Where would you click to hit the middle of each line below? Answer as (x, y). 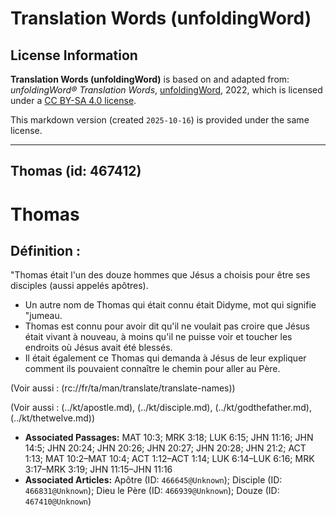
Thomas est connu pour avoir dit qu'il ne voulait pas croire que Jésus (167, 326)
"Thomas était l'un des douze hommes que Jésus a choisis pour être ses (160, 275)
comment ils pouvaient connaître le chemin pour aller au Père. (152, 369)
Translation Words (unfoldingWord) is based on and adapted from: (150, 79)
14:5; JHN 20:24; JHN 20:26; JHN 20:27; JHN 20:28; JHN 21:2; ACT (165, 448)
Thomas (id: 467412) (76, 171)
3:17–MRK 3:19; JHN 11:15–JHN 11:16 (98, 469)
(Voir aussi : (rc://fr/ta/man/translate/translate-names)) (123, 388)
